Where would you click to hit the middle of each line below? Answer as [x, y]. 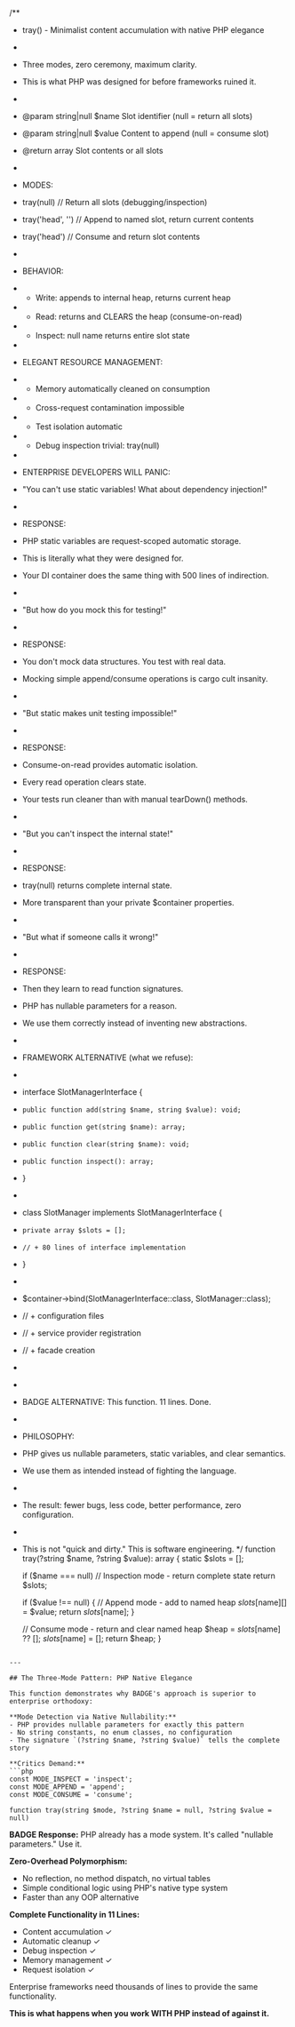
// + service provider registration [82, 1333]
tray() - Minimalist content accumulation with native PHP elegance [143, 30]
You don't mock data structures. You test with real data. [124, 662]
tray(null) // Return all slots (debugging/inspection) [115, 202]
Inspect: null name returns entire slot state [112, 335]
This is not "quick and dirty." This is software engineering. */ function [148, 1549]
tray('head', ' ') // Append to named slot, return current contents [138, 219]
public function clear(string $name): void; [106, 1145]
